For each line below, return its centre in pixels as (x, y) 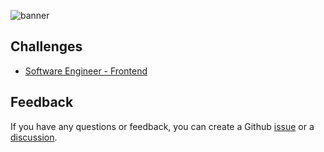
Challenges (46, 46)
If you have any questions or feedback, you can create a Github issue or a (162, 126)
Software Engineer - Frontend (86, 71)
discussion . (34, 137)
